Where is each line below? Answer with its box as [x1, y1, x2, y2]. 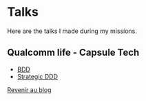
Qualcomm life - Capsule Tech [7, 47, 140, 58]
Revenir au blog [7, 85, 52, 93]
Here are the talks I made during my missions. [7, 27, 138, 35]
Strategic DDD [17, 72, 59, 80]
